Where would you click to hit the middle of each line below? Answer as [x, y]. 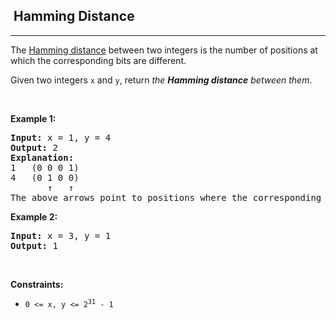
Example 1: [33, 118]
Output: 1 [34, 245]
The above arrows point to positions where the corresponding [166, 197]
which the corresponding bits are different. [98, 60]
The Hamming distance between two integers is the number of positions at [164, 50]
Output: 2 [34, 147]
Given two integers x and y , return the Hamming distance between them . [161, 80]
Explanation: [42, 157]
